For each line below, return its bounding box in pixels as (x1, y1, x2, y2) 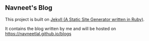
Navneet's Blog (5, 4, 52, 12)
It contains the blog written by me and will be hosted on (5, 26, 116, 31)
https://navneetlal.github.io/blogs (5, 31, 72, 36)
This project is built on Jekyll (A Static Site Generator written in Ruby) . (5, 16, 145, 22)
